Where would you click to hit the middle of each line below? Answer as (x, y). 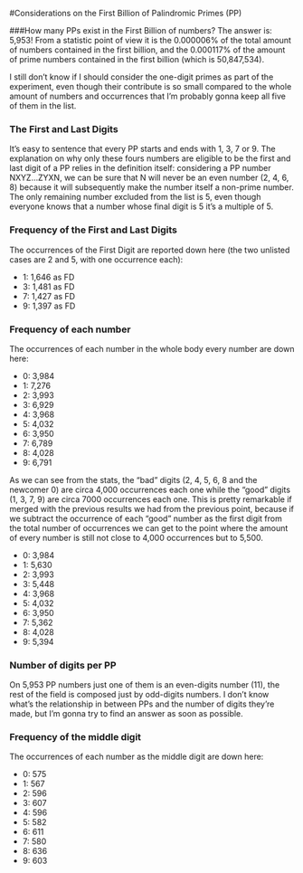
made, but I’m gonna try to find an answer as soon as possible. (127, 714)
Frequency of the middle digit (76, 737)
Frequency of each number (70, 329)
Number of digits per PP (63, 665)
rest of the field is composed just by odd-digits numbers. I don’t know (139, 695)
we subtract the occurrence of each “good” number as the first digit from (146, 518)
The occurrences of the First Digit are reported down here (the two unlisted (150, 250)
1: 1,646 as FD (48, 277)
